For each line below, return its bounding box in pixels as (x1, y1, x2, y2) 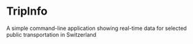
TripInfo (6, 4, 48, 18)
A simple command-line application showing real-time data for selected (6, 24, 187, 32)
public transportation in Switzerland (6, 31, 97, 38)
